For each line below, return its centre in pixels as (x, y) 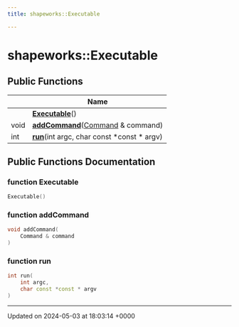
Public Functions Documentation (81, 162)
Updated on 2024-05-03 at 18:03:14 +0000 (71, 316)
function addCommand (48, 215)
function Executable (43, 182)
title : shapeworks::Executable (54, 14)
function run (30, 262)
